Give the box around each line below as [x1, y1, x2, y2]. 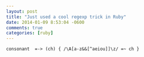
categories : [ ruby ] [6, 30, 54, 36]
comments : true [6, 24, 43, 31]
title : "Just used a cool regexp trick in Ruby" [6, 14, 127, 20]
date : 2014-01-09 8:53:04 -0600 [6, 19, 85, 25]
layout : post [6, 8, 38, 15]
